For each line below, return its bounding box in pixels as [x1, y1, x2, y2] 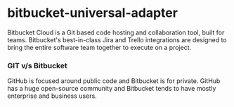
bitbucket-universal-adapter [7, 5, 178, 21]
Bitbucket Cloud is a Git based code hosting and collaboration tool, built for [7, 28, 225, 37]
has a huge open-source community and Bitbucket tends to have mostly [7, 84, 216, 93]
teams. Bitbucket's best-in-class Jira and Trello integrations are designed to [7, 35, 227, 44]
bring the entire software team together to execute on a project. [7, 43, 192, 51]
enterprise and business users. [7, 92, 97, 100]
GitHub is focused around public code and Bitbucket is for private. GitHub [7, 77, 221, 85]
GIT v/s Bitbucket [7, 61, 68, 70]
